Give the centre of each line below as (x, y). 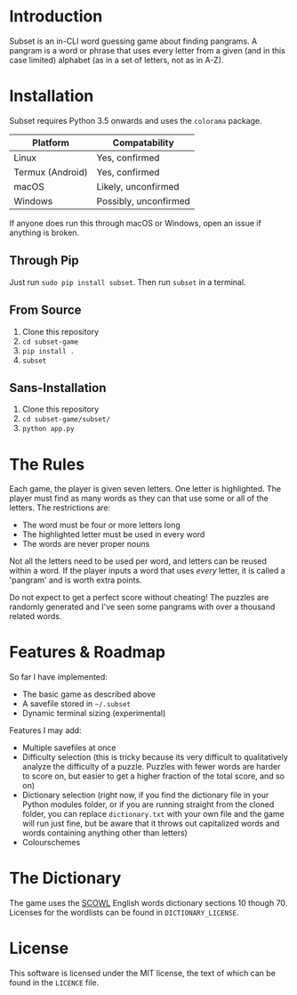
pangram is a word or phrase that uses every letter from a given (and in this (148, 50)
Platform (51, 143)
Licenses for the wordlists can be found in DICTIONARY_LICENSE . (124, 913)
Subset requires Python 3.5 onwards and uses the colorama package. (136, 120)
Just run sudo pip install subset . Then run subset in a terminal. (128, 281)
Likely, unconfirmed (138, 186)
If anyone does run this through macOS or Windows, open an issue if (136, 223)
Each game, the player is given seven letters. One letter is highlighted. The (145, 489)
